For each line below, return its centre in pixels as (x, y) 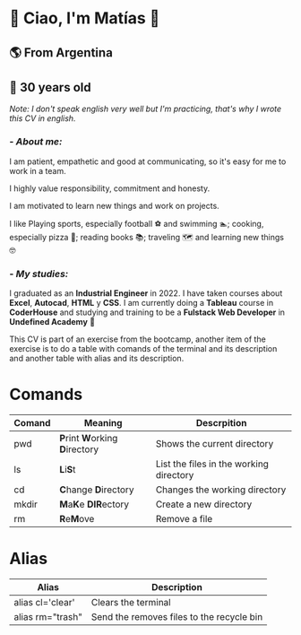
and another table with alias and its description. (97, 358)
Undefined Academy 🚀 (52, 321)
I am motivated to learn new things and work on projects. (114, 205)
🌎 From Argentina (61, 52)
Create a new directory (204, 504)
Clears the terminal (131, 602)
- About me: (36, 142)
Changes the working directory (221, 490)
